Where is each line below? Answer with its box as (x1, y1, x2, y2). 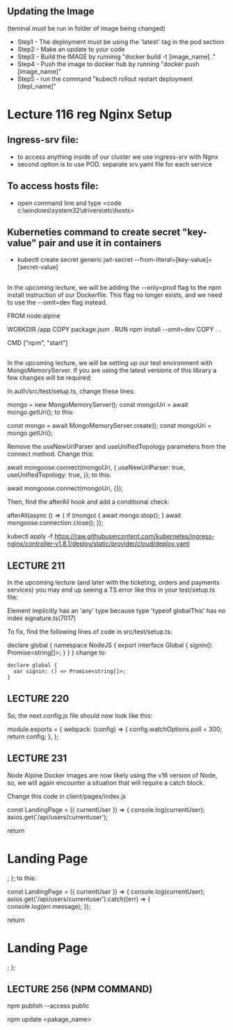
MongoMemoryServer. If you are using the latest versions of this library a (7, 366, 217, 375)
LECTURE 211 (7, 560, 65, 571)
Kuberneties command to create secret (7, 226, 181, 238)
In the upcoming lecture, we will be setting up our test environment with (7, 359, 213, 367)
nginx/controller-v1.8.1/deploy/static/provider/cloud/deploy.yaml (7, 539, 190, 548)
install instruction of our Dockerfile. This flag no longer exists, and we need (7, 291, 223, 299)
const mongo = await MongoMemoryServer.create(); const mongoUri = (7, 422, 212, 430)
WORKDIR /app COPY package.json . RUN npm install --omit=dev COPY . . (7, 325, 221, 333)
